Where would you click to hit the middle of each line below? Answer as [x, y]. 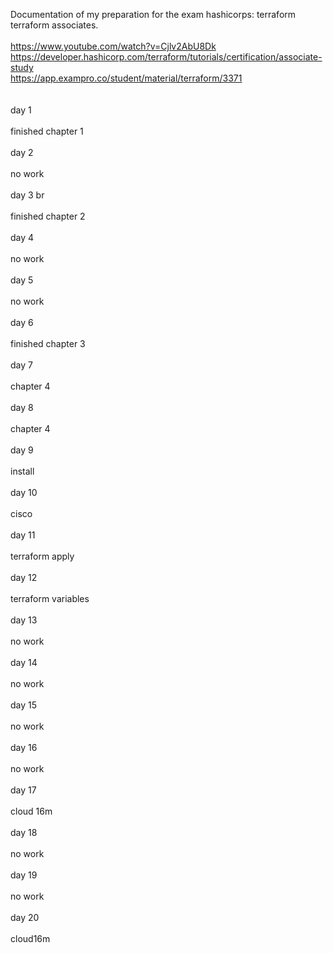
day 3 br [27, 195]
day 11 [23, 535]
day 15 [24, 705]
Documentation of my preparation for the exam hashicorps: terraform [153, 14]
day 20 [25, 917]
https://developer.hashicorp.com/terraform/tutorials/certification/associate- [166, 57]
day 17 [23, 790]
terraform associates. [54, 25]
